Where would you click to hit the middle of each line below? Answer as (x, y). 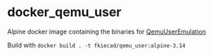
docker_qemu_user (64, 12)
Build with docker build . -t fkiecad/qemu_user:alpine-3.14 (96, 45)
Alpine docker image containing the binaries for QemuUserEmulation (106, 31)
